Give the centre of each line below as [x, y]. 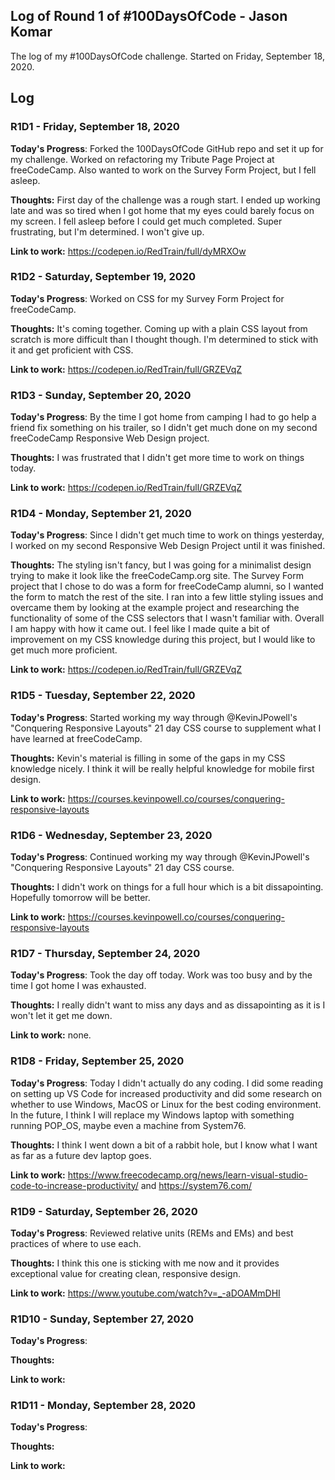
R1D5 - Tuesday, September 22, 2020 [103, 696]
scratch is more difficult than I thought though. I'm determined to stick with [164, 339]
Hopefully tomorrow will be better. [80, 897]
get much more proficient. [64, 650]
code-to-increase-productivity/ [74, 1185]
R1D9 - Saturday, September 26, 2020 [104, 1211]
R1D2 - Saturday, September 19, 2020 [103, 277]
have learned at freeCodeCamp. [76, 738]
